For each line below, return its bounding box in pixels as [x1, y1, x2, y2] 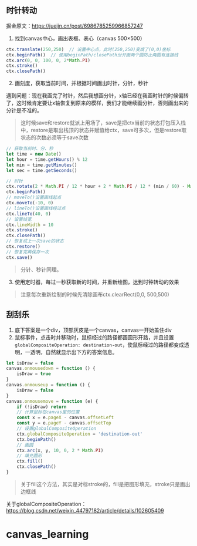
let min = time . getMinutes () [6, 162, 77, 168]
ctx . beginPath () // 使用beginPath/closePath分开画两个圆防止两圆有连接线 [6, 52, 179, 58]
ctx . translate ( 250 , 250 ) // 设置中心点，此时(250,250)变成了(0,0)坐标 [6, 46, 171, 52]
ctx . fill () [16, 459, 43, 464]
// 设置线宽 [6, 216, 32, 222]
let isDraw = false [6, 360, 54, 366]
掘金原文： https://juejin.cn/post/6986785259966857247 [6, 22, 143, 29]
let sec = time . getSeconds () [6, 167, 77, 173]
